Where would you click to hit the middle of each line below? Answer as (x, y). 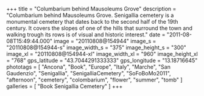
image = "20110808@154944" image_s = (105, 41)
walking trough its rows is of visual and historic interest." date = (86, 35)
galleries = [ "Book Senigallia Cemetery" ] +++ (65, 86)
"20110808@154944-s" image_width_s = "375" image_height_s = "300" (97, 47)
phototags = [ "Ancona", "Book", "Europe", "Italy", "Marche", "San (88, 67)
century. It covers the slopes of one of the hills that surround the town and (100, 28)
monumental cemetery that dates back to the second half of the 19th (92, 22)
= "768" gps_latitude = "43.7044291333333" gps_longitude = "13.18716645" (102, 60)
